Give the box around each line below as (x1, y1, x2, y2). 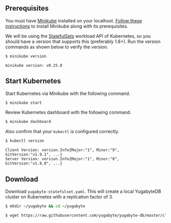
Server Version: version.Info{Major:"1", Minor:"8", (5, 157, 120, 162)
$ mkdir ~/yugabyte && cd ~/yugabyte (5, 204, 85, 209)
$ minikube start (5, 100, 42, 105)
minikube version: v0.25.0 (5, 63, 63, 68)
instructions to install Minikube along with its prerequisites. (5, 23, 128, 29)
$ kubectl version (5, 138, 44, 143)
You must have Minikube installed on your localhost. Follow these (5, 17, 142, 23)
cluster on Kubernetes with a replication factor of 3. (5, 193, 113, 200)
